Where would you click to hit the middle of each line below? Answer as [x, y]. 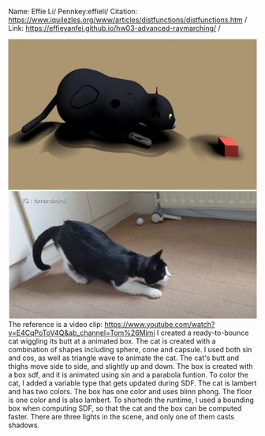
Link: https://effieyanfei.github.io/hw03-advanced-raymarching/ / [114, 28]
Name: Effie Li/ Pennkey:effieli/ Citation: [73, 11]
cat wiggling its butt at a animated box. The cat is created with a [112, 341]
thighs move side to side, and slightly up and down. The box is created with [131, 366]
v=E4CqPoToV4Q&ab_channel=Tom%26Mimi [82, 333]
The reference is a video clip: [56, 324]
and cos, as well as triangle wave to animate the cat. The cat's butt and [123, 358]
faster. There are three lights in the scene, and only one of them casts [121, 416]
